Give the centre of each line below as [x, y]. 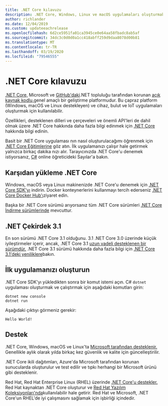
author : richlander [25, 19]
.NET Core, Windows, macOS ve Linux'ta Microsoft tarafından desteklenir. [81, 346]
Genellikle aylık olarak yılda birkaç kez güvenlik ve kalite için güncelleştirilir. [82, 352]
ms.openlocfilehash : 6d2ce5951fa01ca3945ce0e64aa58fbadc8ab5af [72, 33]
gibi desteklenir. [21, 372]
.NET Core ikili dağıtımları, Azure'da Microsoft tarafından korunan [72, 361]
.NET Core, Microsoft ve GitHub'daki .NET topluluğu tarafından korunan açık [83, 95]
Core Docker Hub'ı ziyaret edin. [37, 195]
